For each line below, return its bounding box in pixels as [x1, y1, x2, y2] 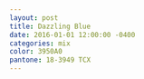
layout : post [9, 13, 59, 23]
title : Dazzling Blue [9, 22, 91, 31]
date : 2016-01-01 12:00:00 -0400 [9, 30, 136, 39]
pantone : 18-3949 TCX [9, 55, 91, 64]
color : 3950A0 [9, 47, 63, 56]
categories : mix [9, 38, 71, 48]
